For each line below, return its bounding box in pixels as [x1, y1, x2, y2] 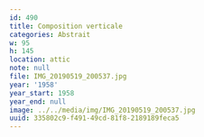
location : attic [9, 55, 70, 64]
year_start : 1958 [9, 88, 75, 97]
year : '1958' [9, 80, 59, 89]
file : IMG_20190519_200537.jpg [9, 72, 127, 81]
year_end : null [9, 96, 67, 106]
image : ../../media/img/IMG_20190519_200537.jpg [9, 105, 196, 114]
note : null [9, 64, 51, 73]
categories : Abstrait [9, 30, 91, 39]
